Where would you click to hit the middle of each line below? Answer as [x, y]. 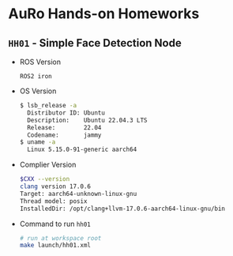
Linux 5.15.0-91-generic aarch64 [82, 150]
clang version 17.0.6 [55, 186]
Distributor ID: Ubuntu [66, 113]
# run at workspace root [60, 238]
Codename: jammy [64, 135]
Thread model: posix [53, 201]
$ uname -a [38, 142]
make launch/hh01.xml [55, 246]
